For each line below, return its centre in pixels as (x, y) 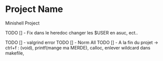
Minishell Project (22, 23)
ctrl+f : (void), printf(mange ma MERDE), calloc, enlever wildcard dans (78, 47)
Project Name (34, 9)
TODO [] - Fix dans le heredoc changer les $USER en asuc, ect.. (72, 32)
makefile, (15, 53)
